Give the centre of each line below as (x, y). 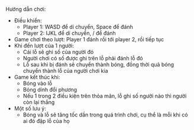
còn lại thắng (39, 102)
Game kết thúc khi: (37, 77)
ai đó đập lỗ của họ (46, 121)
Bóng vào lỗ (38, 83)
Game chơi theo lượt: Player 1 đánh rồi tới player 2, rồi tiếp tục (89, 39)
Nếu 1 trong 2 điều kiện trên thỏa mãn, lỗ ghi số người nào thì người (105, 96)
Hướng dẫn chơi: (26, 9)
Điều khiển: (28, 20)
